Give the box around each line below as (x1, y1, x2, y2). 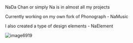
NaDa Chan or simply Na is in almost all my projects (5, 4, 110, 10)
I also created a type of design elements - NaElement (5, 23, 113, 29)
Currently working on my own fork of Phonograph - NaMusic (5, 14, 129, 19)
